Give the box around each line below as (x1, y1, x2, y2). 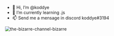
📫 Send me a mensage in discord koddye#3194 (12, 15, 110, 21)
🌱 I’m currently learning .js (12, 10, 65, 15)
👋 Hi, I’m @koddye (12, 5, 50, 10)
